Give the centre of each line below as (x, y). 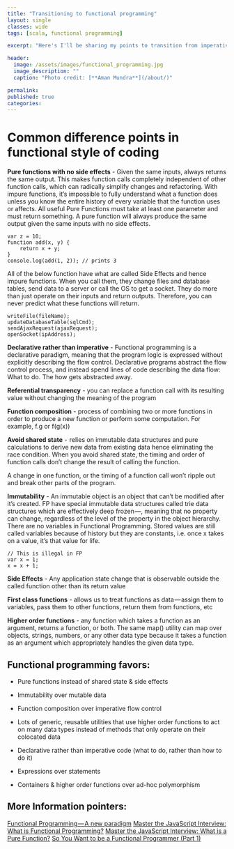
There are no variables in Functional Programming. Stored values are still (111, 526)
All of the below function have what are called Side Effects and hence (107, 274)
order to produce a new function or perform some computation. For (104, 419)
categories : (24, 103)
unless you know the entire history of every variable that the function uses (114, 201)
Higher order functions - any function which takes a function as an (104, 620)
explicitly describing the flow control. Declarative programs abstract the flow (117, 362)
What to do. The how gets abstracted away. (70, 377)
